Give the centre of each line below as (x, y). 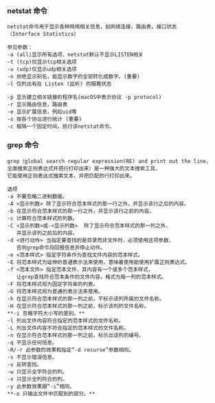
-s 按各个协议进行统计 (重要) (45, 119)
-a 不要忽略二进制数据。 (37, 196)
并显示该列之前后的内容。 (47, 233)
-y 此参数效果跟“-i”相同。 (41, 386)
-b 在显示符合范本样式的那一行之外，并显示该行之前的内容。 (81, 211)
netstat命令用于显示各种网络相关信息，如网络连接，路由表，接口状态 (92, 27)
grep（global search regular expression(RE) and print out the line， (109, 161)
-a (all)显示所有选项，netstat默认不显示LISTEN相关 (75, 55)
